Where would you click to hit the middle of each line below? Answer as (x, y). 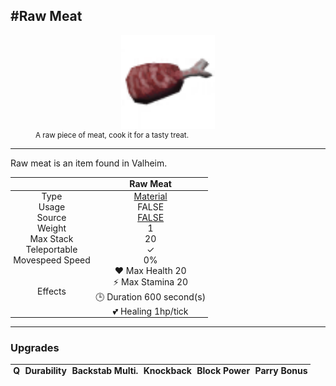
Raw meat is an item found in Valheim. (89, 163)
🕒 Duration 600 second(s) (151, 296)
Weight (51, 228)
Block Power (223, 371)
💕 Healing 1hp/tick (150, 311)
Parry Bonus (281, 371)
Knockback (167, 371)
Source (51, 217)
